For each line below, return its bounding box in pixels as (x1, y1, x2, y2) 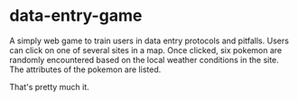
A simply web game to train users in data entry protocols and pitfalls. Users (9, 35, 289, 46)
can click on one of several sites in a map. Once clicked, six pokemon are (9, 44, 283, 55)
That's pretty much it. (9, 81, 90, 92)
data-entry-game (9, 5, 143, 26)
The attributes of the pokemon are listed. (9, 64, 162, 75)
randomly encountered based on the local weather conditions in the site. (9, 54, 280, 65)
